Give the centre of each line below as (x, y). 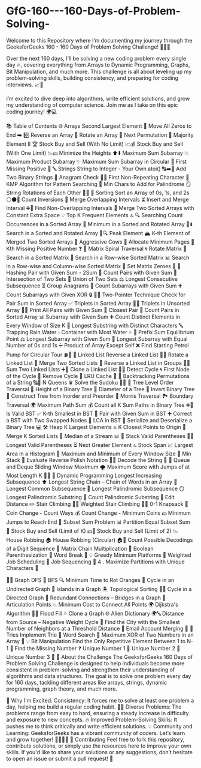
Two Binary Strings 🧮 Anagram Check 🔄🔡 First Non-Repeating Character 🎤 (98, 177)
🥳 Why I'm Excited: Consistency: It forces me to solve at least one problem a (100, 700)
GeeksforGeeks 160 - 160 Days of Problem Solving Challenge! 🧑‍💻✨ (88, 47)
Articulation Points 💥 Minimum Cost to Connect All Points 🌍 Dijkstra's (92, 604)
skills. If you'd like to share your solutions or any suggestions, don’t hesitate (100, 752)
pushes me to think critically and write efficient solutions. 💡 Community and (99, 726)
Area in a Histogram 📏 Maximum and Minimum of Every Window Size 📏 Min (99, 454)
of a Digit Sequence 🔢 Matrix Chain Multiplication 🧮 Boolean (80, 548)
